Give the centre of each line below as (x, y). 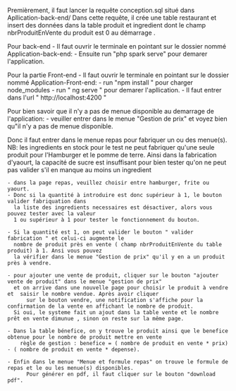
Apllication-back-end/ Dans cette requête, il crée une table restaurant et (112, 18)
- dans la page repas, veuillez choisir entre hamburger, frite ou (108, 183)
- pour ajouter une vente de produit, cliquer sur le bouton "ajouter (113, 275)
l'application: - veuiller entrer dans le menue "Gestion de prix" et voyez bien (117, 119)
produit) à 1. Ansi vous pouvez (55, 251)
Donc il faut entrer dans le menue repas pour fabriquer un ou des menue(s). (117, 140)
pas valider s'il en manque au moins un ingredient (79, 170)
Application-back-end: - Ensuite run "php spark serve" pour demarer (107, 54)
